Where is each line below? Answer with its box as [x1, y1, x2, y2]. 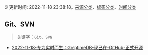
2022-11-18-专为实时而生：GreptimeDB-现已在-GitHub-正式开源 [11, 44, 143, 50]
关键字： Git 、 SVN [16, 34, 53, 40]
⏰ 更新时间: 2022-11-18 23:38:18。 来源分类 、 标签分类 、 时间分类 [4, 4, 136, 10]
